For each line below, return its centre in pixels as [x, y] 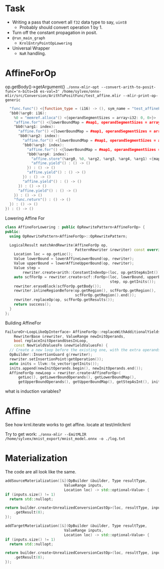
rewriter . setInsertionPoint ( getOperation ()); [57, 359]
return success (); [32, 304]
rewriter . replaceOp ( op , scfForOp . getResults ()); [64, 300]
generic [13, 100]
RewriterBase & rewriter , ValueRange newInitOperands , [70, 336]
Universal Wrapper [31, 48]
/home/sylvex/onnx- [82, 91]
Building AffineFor [23, 323]
